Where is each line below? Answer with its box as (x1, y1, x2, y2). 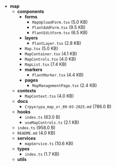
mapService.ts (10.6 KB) (24, 141, 73, 146)
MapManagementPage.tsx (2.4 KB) (32, 83, 97, 88)
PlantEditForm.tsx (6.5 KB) (32, 30, 88, 35)
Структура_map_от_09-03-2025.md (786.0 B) (24, 103, 112, 109)
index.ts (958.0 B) (17, 125, 56, 130)
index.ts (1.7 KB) (24, 151, 59, 157)
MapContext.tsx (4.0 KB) (24, 93, 74, 99)
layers (24, 35, 38, 41)
